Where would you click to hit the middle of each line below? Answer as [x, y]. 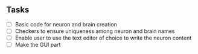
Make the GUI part [38, 45]
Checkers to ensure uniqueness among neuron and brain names [95, 31]
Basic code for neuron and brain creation [66, 24]
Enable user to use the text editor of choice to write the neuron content [103, 38]
